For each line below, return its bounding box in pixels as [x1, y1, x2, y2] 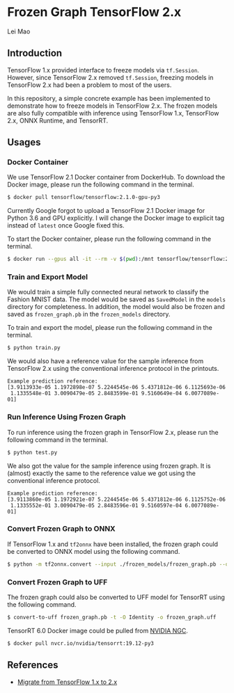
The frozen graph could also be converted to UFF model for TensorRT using [7, 593, 225, 601]
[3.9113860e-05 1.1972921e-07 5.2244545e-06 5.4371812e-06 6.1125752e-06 [7, 495, 226, 503]
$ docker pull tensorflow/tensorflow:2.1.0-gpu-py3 [7, 194, 160, 201]
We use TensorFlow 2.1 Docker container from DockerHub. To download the [7, 173, 225, 182]
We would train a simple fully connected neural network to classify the [7, 288, 209, 296]
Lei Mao [7, 27, 31, 35]
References [7, 659, 58, 671]
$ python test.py [7, 449, 58, 456]
